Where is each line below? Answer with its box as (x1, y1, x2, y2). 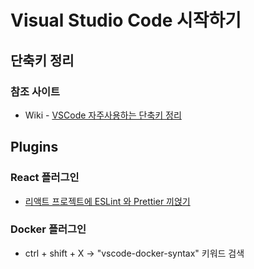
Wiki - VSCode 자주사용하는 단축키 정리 (24, 109, 182, 121)
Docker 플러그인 (10, 222, 87, 236)
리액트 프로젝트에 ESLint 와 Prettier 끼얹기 (24, 195, 191, 207)
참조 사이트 (10, 84, 61, 98)
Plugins (10, 139, 59, 156)
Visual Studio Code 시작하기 (10, 9, 242, 32)
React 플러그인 (10, 171, 80, 185)
